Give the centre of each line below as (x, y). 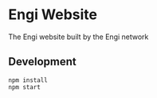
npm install (28, 80)
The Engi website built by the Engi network (78, 37)
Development (43, 62)
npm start (25, 87)
